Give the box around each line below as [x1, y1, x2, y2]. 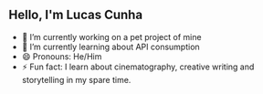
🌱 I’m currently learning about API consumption [21, 41, 200, 52]
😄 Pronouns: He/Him [21, 50, 102, 62]
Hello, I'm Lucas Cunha [8, 7, 143, 23]
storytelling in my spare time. [21, 74, 131, 85]
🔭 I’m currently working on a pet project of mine [21, 31, 202, 42]
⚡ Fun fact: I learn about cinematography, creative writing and [21, 61, 255, 72]
